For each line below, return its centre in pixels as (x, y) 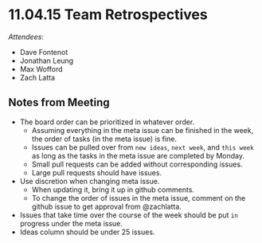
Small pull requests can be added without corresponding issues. (137, 164)
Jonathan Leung (47, 61)
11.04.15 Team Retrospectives (108, 15)
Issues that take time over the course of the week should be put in (129, 215)
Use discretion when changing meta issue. (90, 181)
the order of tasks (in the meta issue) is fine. (104, 139)
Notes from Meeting (59, 102)
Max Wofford (41, 69)
